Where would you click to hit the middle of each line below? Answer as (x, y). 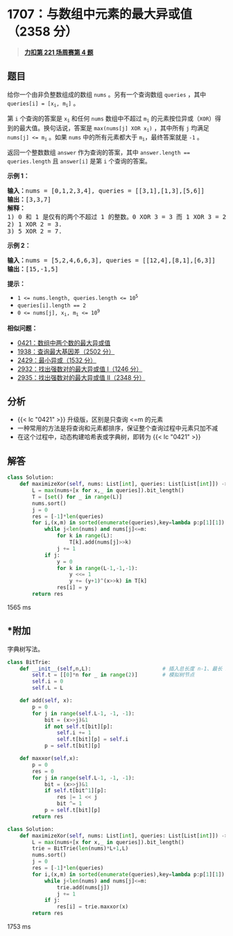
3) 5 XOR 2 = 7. (35, 231)
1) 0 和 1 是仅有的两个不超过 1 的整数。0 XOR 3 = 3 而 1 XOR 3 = (113, 217)
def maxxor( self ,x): (49, 759)
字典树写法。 (25, 649)
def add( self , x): (46, 701)
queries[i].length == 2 (52, 306)
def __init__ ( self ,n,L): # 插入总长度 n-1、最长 (121, 669)
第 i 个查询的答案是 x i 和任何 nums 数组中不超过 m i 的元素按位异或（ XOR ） (111, 119)
